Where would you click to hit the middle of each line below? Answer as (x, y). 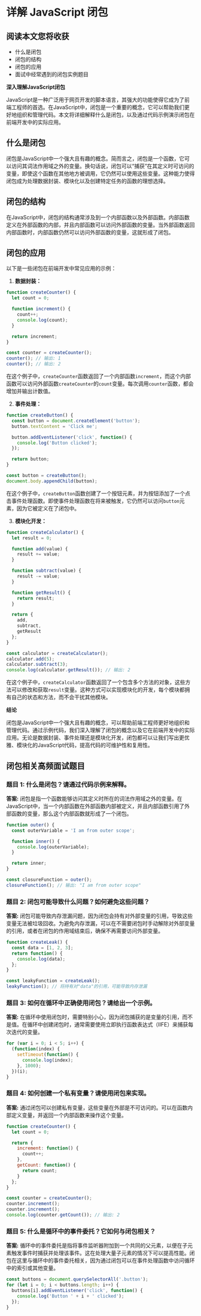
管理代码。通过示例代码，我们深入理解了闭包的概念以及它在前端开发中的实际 (100, 730)
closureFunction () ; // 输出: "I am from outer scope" (74, 885)
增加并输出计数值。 (30, 391)
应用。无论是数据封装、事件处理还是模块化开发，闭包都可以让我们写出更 (95, 738)
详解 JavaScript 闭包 (57, 12)
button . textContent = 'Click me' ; (54, 426)
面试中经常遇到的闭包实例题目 (51, 74)
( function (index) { (36, 1049)
